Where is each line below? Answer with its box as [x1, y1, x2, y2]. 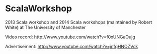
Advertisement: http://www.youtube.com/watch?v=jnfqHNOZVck [5, 43, 138, 49]
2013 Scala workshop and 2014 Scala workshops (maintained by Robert [5, 19, 153, 25]
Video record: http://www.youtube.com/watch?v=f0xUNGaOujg [5, 34, 136, 40]
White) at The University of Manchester [5, 24, 86, 30]
